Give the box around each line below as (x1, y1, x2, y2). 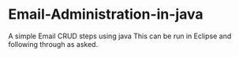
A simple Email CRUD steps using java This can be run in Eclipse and (8, 31, 232, 41)
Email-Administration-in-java (8, 5, 204, 23)
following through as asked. (8, 39, 99, 48)
